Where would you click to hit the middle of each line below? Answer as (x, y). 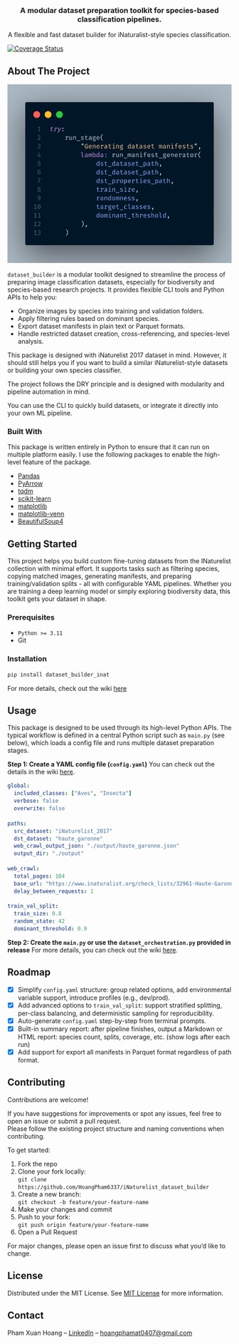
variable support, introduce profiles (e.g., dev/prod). (94, 997)
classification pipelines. (119, 19)
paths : (17, 824)
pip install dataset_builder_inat (59, 674)
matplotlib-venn (41, 514)
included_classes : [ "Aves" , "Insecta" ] (73, 794)
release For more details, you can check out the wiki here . (92, 950)
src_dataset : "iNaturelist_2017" (63, 831)
